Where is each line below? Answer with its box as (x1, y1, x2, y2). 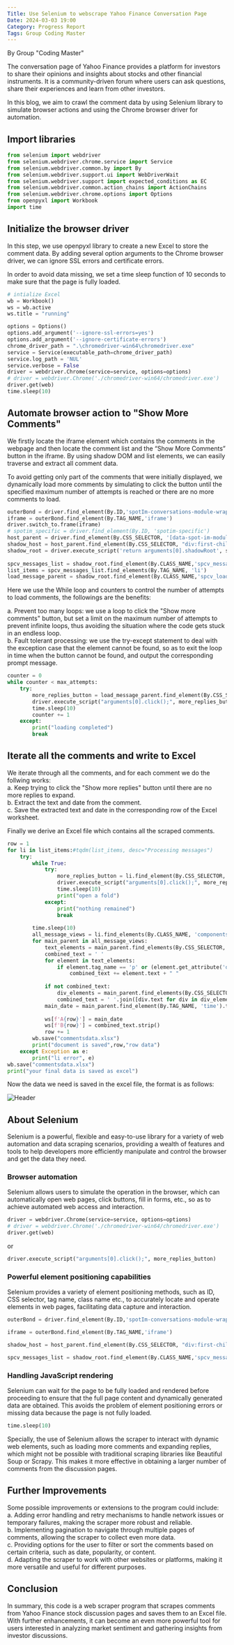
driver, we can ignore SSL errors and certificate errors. (7, 256, 164, 265)
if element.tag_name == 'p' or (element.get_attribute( (56, 963, 223, 971)
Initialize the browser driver (7, 223, 130, 235)
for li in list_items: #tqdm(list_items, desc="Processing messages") (7, 847, 214, 854)
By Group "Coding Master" (7, 49, 84, 57)
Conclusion (7, 1583, 58, 1595)
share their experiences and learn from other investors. (7, 85, 166, 93)
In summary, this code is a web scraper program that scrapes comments (7, 1601, 216, 1610)
